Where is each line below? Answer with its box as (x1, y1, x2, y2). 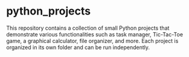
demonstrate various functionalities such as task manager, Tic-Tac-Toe (6, 30, 183, 38)
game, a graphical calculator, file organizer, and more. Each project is (6, 37, 179, 44)
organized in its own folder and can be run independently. (6, 44, 150, 51)
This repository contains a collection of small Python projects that (6, 24, 170, 32)
